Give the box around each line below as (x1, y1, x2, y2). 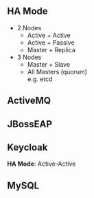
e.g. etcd (27, 75, 53, 83)
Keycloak (7, 141, 48, 153)
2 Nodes (16, 23, 42, 32)
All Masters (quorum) (27, 67, 88, 76)
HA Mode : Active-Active (7, 159, 76, 168)
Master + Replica (27, 45, 75, 54)
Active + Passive (27, 38, 75, 47)
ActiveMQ (7, 95, 51, 107)
